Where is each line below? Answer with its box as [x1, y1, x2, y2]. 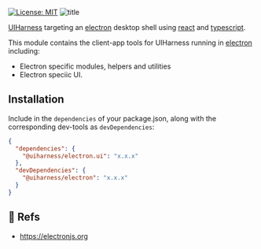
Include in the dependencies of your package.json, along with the [8, 113, 217, 123]
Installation [8, 93, 64, 106]
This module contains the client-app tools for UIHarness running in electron [8, 38, 253, 47]
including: [8, 46, 41, 55]
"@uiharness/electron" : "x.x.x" [22, 174, 128, 182]
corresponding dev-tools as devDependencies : [8, 122, 155, 132]
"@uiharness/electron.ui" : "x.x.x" [22, 152, 139, 160]
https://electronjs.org [19, 231, 89, 240]
